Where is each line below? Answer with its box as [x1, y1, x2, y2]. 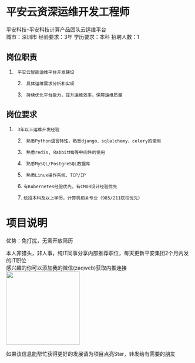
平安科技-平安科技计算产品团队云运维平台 [6, 26, 107, 33]
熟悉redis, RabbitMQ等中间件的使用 [26, 149, 106, 155]
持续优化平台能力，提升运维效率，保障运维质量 [26, 92, 123, 98]
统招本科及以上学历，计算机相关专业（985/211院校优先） [23, 195, 143, 201]
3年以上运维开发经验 [17, 126, 60, 132]
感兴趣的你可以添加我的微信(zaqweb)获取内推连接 [6, 264, 127, 271]
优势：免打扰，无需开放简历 [6, 237, 73, 244]
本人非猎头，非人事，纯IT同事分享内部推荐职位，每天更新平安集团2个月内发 [6, 249, 189, 257]
